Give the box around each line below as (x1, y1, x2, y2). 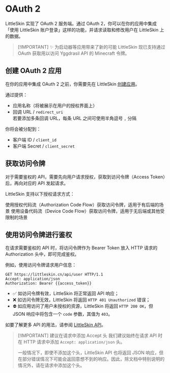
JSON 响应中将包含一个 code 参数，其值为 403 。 (12, 311, 113, 317)
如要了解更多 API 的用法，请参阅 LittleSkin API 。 (5, 322, 106, 328)
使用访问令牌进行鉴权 (5, 230, 72, 239)
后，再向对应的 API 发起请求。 (5, 180, 69, 186)
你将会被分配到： (5, 126, 41, 132)
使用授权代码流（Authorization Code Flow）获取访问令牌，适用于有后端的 (5, 201, 159, 208)
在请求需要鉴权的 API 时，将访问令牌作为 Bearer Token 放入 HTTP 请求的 (5, 245, 158, 251)
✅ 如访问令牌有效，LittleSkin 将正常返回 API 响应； (12, 290, 119, 296)
